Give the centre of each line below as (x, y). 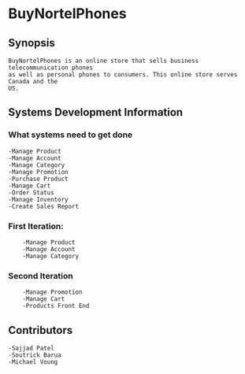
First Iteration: (36, 226)
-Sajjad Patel (32, 348)
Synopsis (32, 43)
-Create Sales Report (44, 206)
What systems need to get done (71, 135)
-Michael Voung (33, 362)
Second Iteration (41, 276)
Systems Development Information (96, 112)
